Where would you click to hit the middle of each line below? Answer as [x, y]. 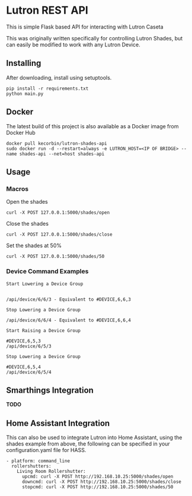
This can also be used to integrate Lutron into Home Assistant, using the [94, 438]
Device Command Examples [47, 271]
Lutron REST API [47, 10]
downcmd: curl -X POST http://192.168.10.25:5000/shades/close [102, 482]
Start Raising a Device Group [44, 330]
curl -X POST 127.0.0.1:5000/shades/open [58, 213]
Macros [17, 189]
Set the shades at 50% [34, 246]
